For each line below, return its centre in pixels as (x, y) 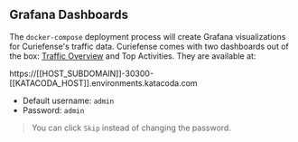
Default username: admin (68, 100)
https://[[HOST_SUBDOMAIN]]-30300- (82, 73)
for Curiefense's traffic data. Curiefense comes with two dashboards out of (149, 46)
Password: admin (53, 110)
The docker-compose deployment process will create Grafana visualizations (148, 36)
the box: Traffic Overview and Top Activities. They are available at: (133, 56)
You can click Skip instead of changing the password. (131, 128)
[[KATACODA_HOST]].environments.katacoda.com (103, 83)
